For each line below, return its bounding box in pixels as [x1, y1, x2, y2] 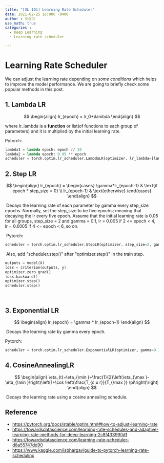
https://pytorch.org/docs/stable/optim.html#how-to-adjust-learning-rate [12, 421, 158, 427]
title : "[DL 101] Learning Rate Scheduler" [5, 7, 95, 12]
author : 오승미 [5, 16, 35, 21]
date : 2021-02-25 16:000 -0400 [5, 12, 69, 17]
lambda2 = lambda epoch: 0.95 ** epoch [5, 152, 86, 156]
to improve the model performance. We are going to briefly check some [5, 81, 149, 87]
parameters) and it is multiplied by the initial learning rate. [5, 128, 121, 134]
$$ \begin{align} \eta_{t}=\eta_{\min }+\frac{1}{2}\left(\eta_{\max [14, 374, 145, 380]
